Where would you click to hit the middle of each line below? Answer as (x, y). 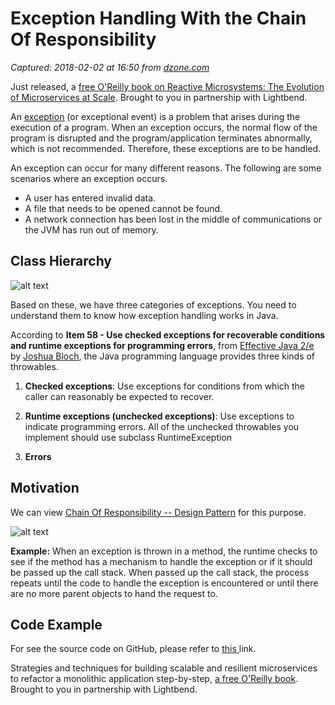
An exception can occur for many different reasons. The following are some (166, 168)
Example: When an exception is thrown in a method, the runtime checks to (164, 551)
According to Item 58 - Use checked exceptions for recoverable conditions (168, 334)
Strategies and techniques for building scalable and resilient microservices (164, 668)
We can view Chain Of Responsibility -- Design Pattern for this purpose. (158, 512)
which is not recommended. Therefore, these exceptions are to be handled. (166, 148)
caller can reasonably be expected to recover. (119, 396)
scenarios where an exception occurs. (89, 178)
